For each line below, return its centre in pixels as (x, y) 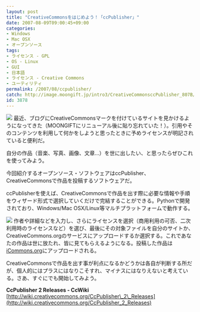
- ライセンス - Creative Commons (45, 78)
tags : (13, 51)
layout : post (22, 12)
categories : (21, 28)
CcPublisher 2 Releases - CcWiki (48, 290)
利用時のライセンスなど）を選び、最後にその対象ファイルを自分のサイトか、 (100, 228)
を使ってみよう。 (27, 160)
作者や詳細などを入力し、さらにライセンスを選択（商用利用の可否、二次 (102, 220)
